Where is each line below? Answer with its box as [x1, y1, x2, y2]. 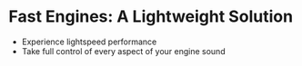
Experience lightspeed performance [21, 36, 157, 47]
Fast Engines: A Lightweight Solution [8, 6, 293, 27]
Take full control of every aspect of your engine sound [21, 45, 226, 56]
